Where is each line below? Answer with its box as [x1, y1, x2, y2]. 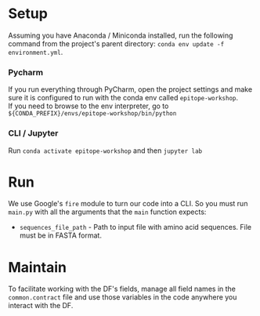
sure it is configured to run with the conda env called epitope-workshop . [8, 93, 239, 103]
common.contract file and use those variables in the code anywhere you [8, 292, 237, 302]
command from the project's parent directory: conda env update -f [8, 38, 225, 48]
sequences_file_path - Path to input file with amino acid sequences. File [19, 223, 252, 232]
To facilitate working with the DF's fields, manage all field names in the [8, 284, 237, 294]
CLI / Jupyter [8, 128, 59, 139]
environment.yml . [8, 47, 63, 56]
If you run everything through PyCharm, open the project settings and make [8, 85, 253, 94]
